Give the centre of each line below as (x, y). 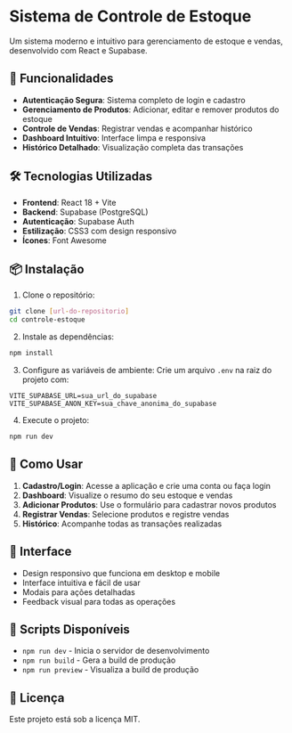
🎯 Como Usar (46, 464)
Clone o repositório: (58, 295)
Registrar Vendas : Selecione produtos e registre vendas (126, 514)
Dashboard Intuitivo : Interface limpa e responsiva (114, 138)
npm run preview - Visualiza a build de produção (110, 670)
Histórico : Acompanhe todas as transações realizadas (122, 524)
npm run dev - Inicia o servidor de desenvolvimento (116, 651)
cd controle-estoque (48, 320)
